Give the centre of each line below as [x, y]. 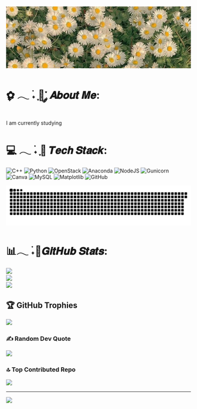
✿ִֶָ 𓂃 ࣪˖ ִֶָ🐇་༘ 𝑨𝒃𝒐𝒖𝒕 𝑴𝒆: [53, 95]
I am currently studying [34, 123]
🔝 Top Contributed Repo [41, 370]
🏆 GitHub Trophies [42, 305]
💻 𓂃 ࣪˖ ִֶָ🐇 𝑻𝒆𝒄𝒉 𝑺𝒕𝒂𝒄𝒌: [57, 150]
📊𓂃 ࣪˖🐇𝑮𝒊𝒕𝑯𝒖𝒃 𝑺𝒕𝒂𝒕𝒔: [57, 251]
